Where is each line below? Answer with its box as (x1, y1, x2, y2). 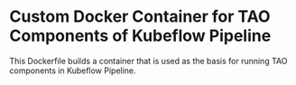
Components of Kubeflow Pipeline (9, 25, 272, 46)
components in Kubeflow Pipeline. (9, 65, 137, 76)
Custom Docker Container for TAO (9, 6, 271, 27)
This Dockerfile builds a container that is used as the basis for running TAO (9, 55, 288, 66)
